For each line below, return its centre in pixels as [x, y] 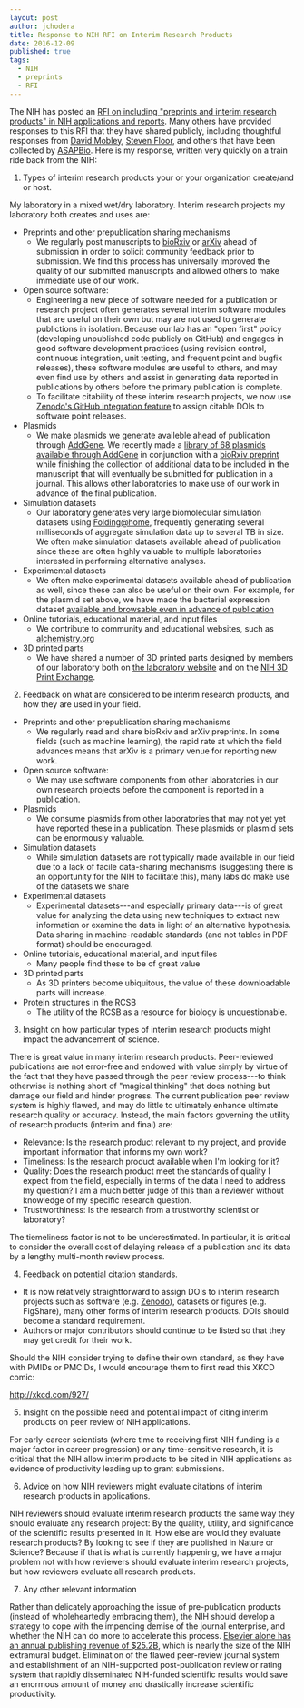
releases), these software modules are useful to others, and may [157, 367]
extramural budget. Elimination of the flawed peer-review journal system [144, 1655]
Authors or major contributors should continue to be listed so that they [154, 1330]
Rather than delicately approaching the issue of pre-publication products [145, 1606]
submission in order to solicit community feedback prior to [145, 251]
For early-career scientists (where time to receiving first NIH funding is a [145, 1440]
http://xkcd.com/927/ [49, 1394]
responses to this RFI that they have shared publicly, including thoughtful [146, 131]
